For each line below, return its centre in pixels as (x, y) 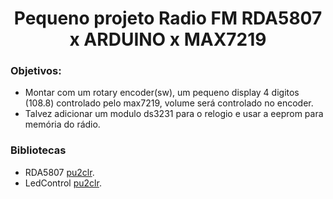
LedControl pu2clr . (63, 183)
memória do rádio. (62, 124)
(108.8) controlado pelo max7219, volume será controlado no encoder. (169, 103)
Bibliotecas (38, 150)
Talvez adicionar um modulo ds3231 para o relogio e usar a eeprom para (174, 114)
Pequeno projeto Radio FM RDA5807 (168, 18)
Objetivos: (36, 71)
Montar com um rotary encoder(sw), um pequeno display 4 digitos (162, 93)
